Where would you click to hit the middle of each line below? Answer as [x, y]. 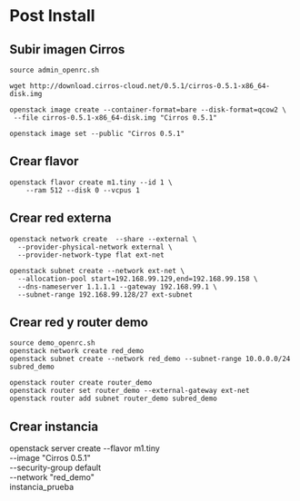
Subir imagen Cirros [67, 49]
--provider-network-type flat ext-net [91, 255]
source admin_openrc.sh [55, 70]
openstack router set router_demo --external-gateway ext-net [130, 391]
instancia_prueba [42, 487]
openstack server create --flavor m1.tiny [85, 448]
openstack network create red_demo [77, 351]
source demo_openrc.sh [52, 343]
